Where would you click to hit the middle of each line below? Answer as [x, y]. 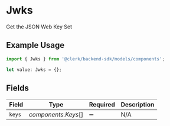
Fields [18, 88]
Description [138, 105]
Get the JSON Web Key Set [39, 27]
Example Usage [35, 45]
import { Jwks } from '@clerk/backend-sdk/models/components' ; [86, 59]
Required [102, 105]
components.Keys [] [56, 115]
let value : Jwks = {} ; [34, 70]
